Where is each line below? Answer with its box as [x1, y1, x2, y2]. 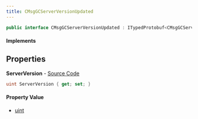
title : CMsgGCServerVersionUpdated [6, 8, 94, 15]
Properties [6, 54, 46, 64]
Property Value [6, 94, 44, 101]
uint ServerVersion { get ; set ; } [6, 81, 91, 87]
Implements [6, 38, 37, 45]
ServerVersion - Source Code [6, 70, 80, 77]
